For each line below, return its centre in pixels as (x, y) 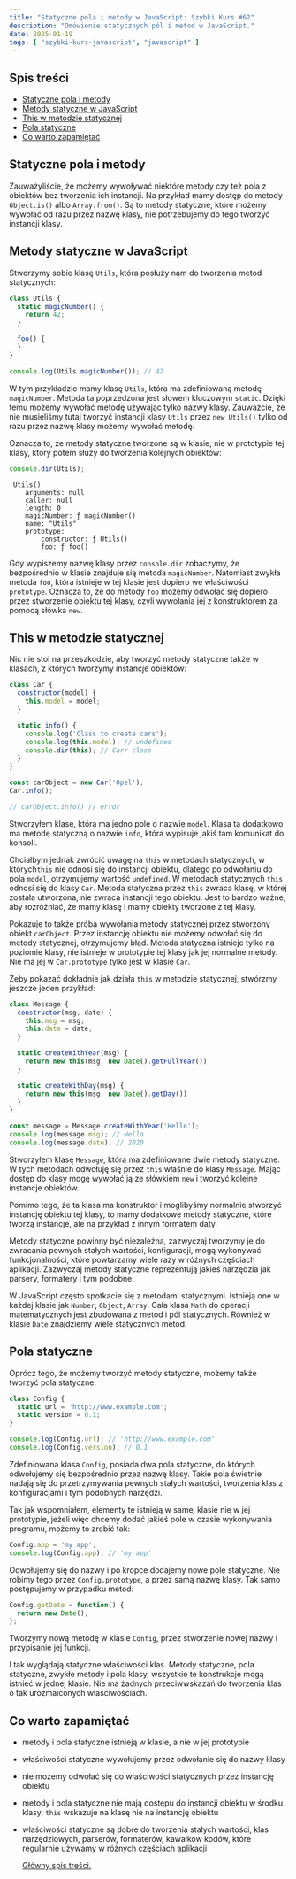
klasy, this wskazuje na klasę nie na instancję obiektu (120, 1813)
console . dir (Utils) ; (47, 469)
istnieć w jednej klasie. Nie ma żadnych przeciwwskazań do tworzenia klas (145, 1683)
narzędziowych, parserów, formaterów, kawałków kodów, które (137, 1839)
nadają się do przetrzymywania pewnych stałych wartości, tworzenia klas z (146, 1482)
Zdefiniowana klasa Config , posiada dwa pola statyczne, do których (133, 1464)
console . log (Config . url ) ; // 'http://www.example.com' (112, 1439)
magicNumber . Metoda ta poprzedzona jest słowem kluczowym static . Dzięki (147, 397)
